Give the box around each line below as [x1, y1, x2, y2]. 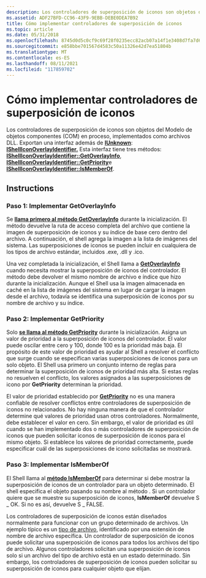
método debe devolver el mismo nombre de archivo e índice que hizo [6, 273, 181, 280]
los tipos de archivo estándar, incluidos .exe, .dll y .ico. [6, 248, 145, 255]
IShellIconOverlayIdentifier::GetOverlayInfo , [6, 152, 122, 160]
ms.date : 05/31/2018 [6, 32, 59, 38]
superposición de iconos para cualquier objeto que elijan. [6, 564, 151, 572]
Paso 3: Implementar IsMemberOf [6, 461, 109, 469]
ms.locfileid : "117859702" [6, 66, 75, 73]
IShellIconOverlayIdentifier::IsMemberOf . [6, 165, 115, 173]
